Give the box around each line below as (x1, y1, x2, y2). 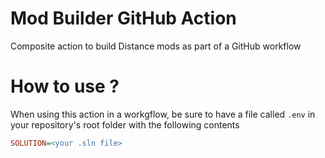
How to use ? (10, 75, 120, 98)
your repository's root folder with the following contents (10, 118, 240, 131)
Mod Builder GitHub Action (10, 7, 237, 30)
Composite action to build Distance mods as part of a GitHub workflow (10, 40, 302, 52)
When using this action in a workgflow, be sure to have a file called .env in (10, 108, 316, 120)
